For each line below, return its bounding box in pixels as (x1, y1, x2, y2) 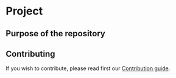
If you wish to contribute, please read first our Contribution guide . (5, 65, 171, 72)
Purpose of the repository (5, 28, 106, 39)
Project (5, 4, 43, 18)
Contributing (5, 48, 55, 59)
